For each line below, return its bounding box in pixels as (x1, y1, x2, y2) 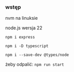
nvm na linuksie (5, 15, 38, 21)
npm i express (5, 34, 35, 40)
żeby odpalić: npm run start (5, 61, 64, 67)
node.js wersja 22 (5, 25, 43, 31)
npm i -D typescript (5, 44, 49, 49)
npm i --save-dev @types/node (5, 52, 69, 58)
